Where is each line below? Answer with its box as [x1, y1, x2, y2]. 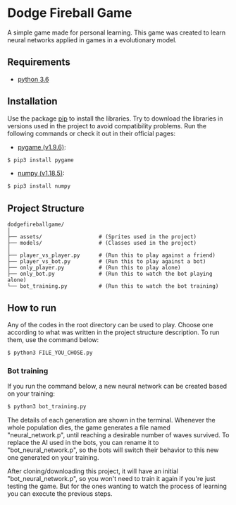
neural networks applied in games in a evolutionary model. [7, 35, 178, 44]
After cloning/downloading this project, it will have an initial [7, 467, 178, 475]
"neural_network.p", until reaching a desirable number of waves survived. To [7, 430, 230, 439]
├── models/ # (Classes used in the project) [7, 240, 197, 247]
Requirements [7, 56, 70, 68]
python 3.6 [17, 75, 49, 83]
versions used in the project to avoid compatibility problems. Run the [7, 121, 206, 130]
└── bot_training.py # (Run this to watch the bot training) [7, 283, 219, 290]
